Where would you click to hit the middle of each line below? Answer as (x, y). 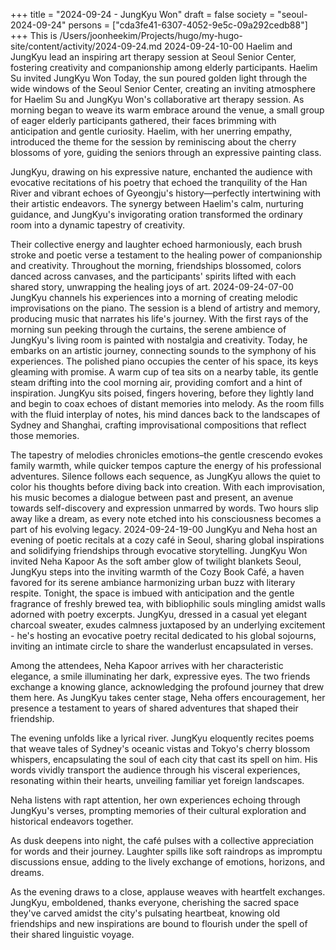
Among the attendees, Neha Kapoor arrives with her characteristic (147, 665)
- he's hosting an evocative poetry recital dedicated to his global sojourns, (163, 635)
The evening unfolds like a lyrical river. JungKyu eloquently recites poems (162, 738)
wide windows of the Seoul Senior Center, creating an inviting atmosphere (163, 88)
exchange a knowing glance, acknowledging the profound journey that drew (167, 687)
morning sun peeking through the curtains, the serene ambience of (148, 329)
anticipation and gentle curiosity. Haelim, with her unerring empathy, (151, 131)
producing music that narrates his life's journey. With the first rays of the (159, 318)
